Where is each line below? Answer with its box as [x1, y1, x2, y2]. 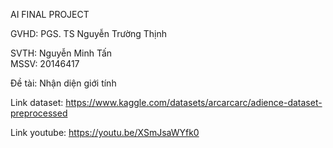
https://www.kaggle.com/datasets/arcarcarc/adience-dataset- [65, 97, 323, 108]
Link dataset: [10, 97, 64, 108]
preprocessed [10, 107, 68, 119]
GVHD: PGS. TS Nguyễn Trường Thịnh [10, 28, 168, 39]
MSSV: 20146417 [10, 58, 80, 69]
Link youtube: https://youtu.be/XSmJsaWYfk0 [10, 127, 200, 138]
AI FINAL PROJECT [10, 9, 90, 20]
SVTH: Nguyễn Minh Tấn [10, 47, 113, 59]
